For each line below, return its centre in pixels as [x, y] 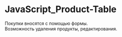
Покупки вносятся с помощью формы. [46, 23]
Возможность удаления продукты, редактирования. [61, 28]
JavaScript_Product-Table [61, 9]
